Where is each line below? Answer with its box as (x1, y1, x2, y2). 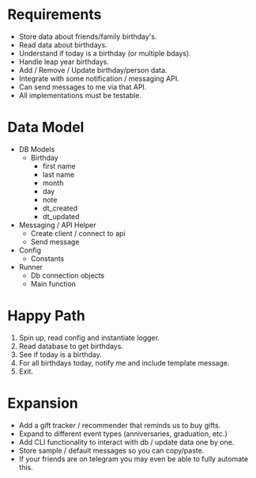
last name (42, 169, 75, 179)
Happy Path (7, 307, 86, 325)
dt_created (42, 203, 78, 213)
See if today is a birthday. (18, 350, 102, 359)
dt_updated (42, 211, 80, 221)
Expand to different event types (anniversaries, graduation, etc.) (18, 429, 228, 438)
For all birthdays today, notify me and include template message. (18, 358, 230, 367)
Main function (30, 279, 77, 288)
